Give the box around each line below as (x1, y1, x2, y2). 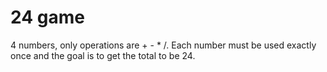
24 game (10, 6, 85, 29)
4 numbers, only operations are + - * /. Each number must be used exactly (10, 39, 317, 51)
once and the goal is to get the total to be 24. (10, 49, 196, 61)
